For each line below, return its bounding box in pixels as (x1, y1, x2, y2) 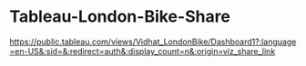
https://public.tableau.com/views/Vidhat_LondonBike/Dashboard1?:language (9, 36, 297, 47)
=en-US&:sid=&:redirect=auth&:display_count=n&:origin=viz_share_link (9, 45, 276, 56)
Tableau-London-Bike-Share (9, 6, 230, 27)
